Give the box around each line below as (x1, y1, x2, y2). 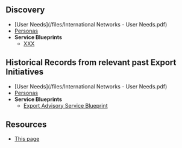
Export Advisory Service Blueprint (23, 102, 108, 109)
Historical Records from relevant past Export (5, 57, 177, 68)
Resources (5, 120, 47, 130)
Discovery (5, 5, 45, 15)
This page (14, 135, 40, 143)
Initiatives (5, 67, 44, 77)
